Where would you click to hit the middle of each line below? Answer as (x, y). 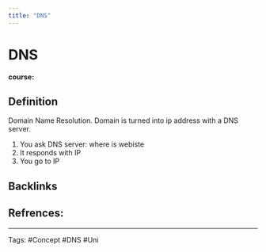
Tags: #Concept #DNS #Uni (53, 239)
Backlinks (33, 186)
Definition (33, 101)
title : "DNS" (30, 15)
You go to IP (40, 161)
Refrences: (36, 214)
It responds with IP (50, 153)
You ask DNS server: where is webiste (82, 144)
